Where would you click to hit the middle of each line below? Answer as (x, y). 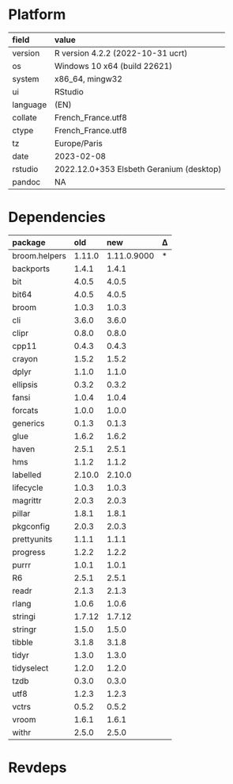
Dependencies (57, 218)
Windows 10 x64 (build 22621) (113, 66)
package (29, 242)
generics (28, 423)
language (30, 105)
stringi (24, 616)
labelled (27, 475)
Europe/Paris (78, 143)
